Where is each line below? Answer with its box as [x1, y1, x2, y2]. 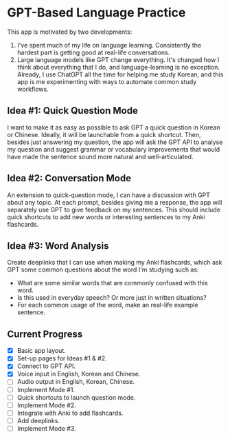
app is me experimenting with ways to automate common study [16, 77, 197, 85]
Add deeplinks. [16, 416, 60, 425]
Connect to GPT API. [16, 362, 76, 370]
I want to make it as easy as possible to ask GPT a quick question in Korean [7, 123, 220, 132]
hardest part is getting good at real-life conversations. [16, 48, 170, 57]
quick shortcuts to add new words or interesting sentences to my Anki [7, 212, 205, 221]
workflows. [16, 85, 49, 93]
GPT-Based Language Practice [7, 5, 186, 21]
